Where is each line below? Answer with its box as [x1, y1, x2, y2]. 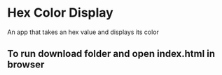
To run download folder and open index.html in [7, 48, 216, 60]
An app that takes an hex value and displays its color [7, 28, 160, 36]
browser [7, 59, 45, 71]
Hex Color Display [7, 5, 113, 21]
